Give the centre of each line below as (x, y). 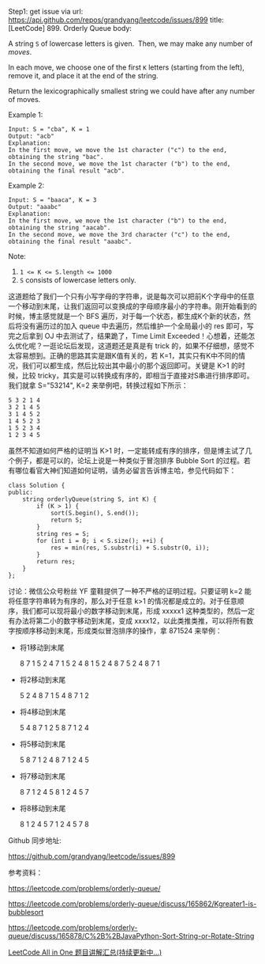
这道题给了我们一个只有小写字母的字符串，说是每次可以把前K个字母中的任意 (131, 296)
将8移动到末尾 (43, 808)
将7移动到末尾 (42, 776)
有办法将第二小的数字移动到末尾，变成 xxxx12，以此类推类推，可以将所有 (127, 621)
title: (217, 20)
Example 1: (26, 115)
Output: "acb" (32, 136)
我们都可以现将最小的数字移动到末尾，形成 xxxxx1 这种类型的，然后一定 (138, 611)
